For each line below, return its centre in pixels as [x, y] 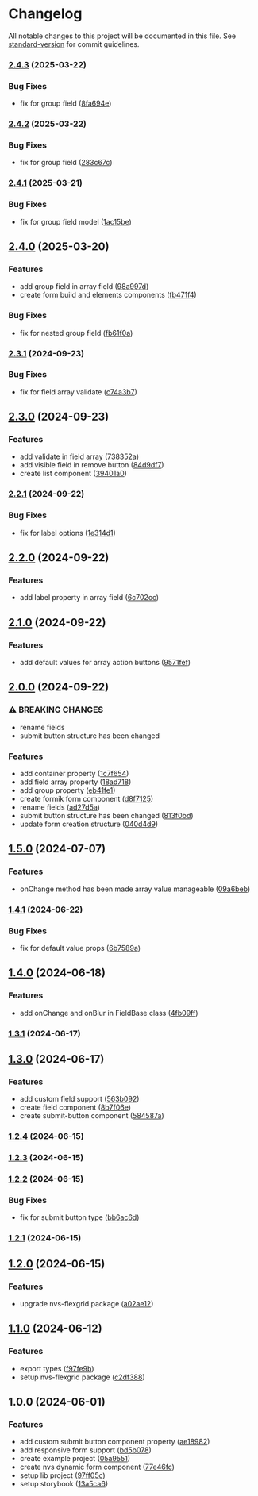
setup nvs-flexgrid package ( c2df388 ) [82, 1377]
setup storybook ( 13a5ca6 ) [64, 1484]
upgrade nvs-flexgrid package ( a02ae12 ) [87, 1303]
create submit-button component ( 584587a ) [92, 1116]
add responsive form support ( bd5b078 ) [86, 1450]
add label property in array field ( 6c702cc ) [89, 598]
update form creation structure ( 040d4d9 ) [89, 824]
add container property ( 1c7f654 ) [74, 774]
